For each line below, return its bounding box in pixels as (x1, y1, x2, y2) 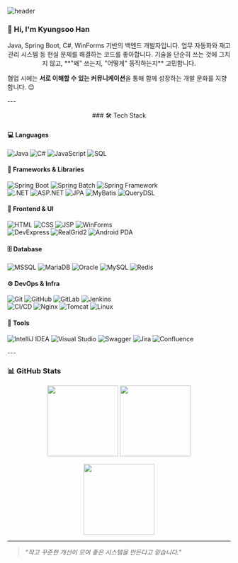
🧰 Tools (7, 319, 30, 327)
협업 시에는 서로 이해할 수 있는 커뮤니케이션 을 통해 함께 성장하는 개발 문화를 (7, 74, 214, 83)
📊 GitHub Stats (7, 366, 62, 376)
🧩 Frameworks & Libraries (7, 165, 85, 174)
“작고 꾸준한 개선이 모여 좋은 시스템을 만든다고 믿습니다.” (24, 547, 182, 556)
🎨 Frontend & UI (7, 205, 55, 213)
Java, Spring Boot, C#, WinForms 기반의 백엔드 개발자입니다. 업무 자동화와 (7, 41, 218, 50)
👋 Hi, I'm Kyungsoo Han (7, 24, 90, 34)
